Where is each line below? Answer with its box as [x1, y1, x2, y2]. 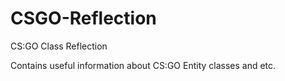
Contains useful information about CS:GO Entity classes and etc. [10, 59, 277, 71]
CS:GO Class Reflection [10, 40, 108, 52]
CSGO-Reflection [10, 7, 157, 30]
